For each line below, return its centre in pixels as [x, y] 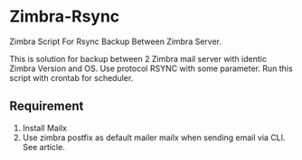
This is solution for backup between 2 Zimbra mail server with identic [138, 58]
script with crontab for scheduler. [71, 77]
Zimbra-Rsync [65, 17]
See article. [43, 147]
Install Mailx [45, 128]
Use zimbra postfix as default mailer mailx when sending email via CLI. [154, 138]
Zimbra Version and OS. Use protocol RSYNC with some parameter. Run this [151, 68]
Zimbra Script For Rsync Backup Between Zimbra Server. [116, 41]
